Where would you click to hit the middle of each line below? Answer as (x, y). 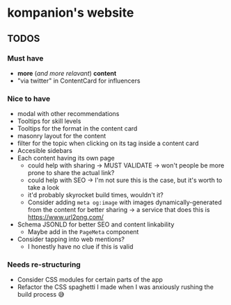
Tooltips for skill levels (49, 121)
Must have (25, 58)
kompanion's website (71, 13)
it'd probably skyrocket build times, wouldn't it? (95, 195)
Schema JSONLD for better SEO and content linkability (96, 224)
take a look (43, 188)
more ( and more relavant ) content (67, 73)
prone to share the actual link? (71, 173)
